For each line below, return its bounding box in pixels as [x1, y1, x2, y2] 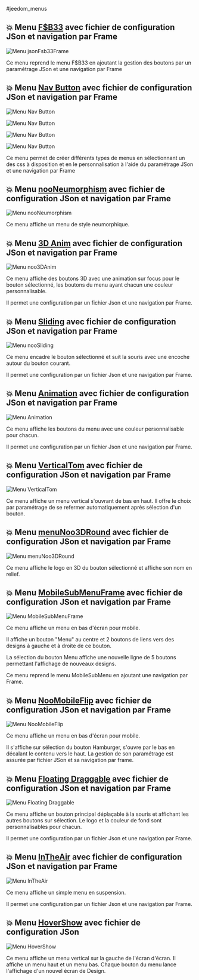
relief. [6, 570, 20, 577]
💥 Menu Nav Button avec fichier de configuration [6, 83, 192, 93]
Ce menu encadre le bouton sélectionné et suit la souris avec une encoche [6, 354, 190, 361]
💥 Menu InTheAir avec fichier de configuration [6, 852, 182, 862]
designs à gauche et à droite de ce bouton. [6, 642, 112, 650]
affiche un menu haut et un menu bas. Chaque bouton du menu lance [6, 961, 177, 968]
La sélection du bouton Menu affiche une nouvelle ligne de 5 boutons [6, 654, 176, 661]
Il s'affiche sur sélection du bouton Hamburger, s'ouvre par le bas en [6, 744, 175, 751]
